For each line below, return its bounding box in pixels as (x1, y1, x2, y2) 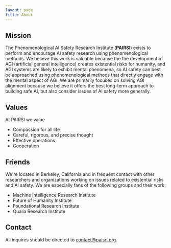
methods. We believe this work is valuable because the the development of (5, 56, 163, 62)
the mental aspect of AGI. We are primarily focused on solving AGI (5, 77, 144, 83)
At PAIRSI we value (5, 117, 45, 123)
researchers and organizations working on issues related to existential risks (5, 176, 164, 183)
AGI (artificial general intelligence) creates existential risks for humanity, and (5, 61, 166, 67)
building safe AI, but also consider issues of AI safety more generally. (5, 88, 151, 95)
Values (5, 103, 28, 111)
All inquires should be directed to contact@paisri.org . (5, 236, 117, 243)
